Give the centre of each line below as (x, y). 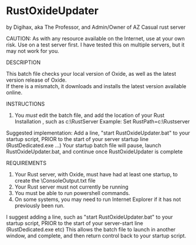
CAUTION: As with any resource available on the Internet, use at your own (95, 38)
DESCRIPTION (23, 62)
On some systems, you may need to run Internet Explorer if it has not (98, 199)
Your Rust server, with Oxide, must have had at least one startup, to (96, 174)
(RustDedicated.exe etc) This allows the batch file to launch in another (91, 229)
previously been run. (39, 205)
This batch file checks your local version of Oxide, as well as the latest (91, 73)
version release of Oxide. (36, 80)
